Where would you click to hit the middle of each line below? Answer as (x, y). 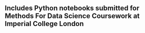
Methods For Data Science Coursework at (72, 16)
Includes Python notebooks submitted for (72, 8)
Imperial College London (45, 24)
